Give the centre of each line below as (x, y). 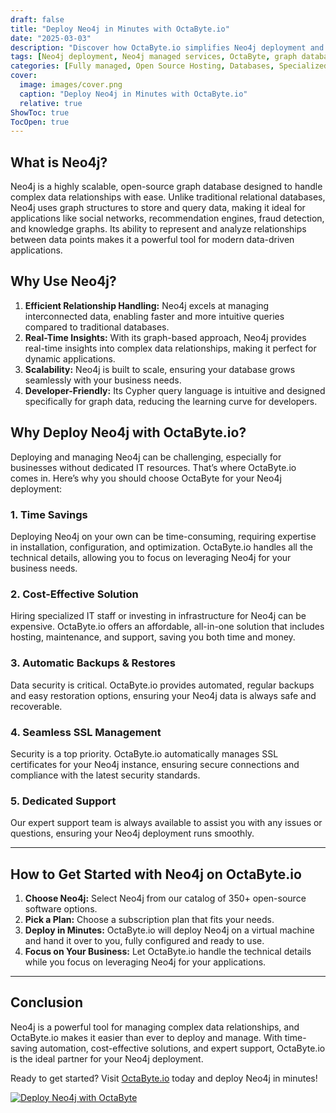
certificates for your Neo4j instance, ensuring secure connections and (155, 764)
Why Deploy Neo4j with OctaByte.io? (128, 432)
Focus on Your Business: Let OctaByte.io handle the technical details (168, 951)
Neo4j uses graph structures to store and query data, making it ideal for (158, 208)
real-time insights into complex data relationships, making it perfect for (170, 348)
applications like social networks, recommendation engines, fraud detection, (167, 218)
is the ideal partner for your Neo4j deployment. (107, 1058)
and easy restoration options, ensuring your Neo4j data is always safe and (163, 695)
